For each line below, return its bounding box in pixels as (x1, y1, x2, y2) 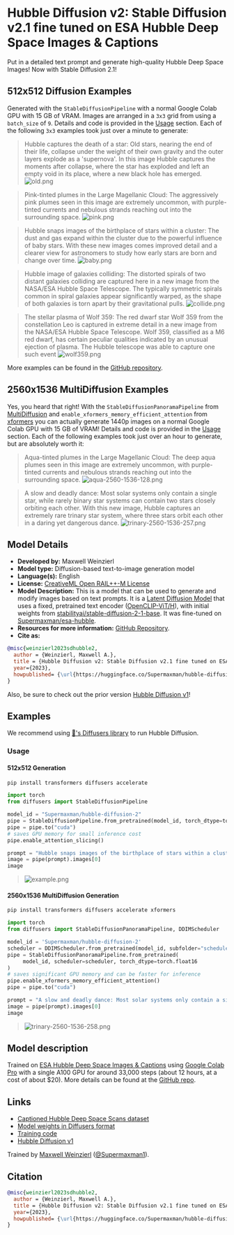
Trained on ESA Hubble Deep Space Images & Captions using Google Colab (7, 1061, 225, 1069)
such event (24, 349, 57, 358)
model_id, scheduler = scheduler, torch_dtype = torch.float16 (22, 958, 198, 965)
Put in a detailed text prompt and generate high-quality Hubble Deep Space (7, 57, 224, 66)
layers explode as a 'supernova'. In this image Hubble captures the (24, 154, 216, 163)
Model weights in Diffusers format (17, 1122, 115, 1130)
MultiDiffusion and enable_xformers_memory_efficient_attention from (7, 410, 208, 418)
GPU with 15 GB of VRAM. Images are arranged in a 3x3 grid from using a (7, 111, 217, 120)
